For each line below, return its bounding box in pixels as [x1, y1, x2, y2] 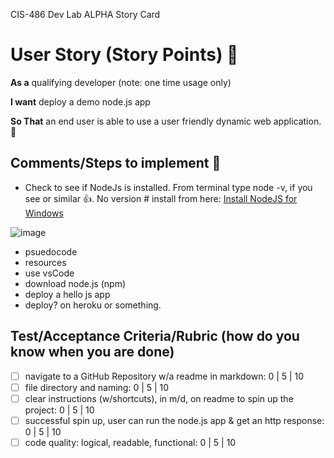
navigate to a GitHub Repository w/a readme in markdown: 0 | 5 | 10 [24, 370, 305, 382]
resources [24, 256, 67, 268]
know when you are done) [10, 344, 175, 361]
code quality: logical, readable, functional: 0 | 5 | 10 [24, 436, 237, 448]
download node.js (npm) [24, 277, 127, 289]
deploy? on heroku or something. [24, 299, 162, 311]
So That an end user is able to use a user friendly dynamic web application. [10, 115, 322, 127]
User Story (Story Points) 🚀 [10, 44, 239, 66]
